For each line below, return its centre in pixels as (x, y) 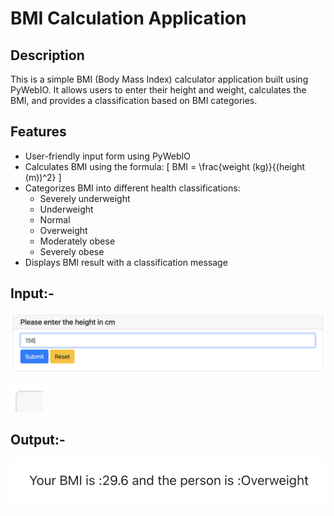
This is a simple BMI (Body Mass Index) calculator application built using (159, 79)
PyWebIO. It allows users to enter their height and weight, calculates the (158, 90)
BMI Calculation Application (128, 18)
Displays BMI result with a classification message (126, 262)
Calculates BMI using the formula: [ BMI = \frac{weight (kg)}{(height (165, 166)
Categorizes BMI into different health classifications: (132, 188)
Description (47, 55)
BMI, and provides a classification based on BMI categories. (134, 100)
